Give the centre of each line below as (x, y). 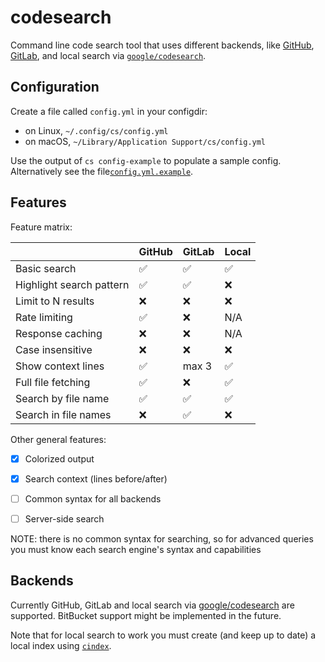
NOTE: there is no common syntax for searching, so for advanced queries (162, 538)
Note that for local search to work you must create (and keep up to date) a (163, 635)
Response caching (59, 333)
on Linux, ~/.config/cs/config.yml (96, 130)
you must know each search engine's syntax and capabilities (136, 549)
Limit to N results (55, 301)
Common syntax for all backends (93, 498)
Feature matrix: (41, 227)
